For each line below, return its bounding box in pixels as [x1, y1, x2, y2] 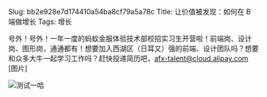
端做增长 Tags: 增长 [8, 17, 72, 26]
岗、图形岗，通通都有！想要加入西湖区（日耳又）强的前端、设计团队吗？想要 [8, 44, 259, 53]
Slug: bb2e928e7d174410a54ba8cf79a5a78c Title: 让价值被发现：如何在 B [8, 7, 252, 16]
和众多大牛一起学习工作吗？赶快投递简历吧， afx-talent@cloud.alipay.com [8, 54, 249, 63]
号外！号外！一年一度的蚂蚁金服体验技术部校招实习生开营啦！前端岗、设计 [8, 34, 252, 43]
